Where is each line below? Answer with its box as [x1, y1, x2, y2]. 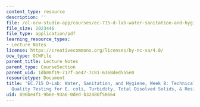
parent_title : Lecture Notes [6, 58, 79, 64]
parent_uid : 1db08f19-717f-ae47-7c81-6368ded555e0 [6, 70, 135, 75]
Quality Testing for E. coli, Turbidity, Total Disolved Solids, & [11, 86, 183, 92]
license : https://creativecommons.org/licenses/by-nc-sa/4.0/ [6, 48, 164, 53]
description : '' [6, 14, 46, 20]
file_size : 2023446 [6, 25, 55, 32]
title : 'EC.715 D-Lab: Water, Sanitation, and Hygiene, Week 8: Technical [6, 81, 196, 87]
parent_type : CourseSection [6, 64, 76, 70]
